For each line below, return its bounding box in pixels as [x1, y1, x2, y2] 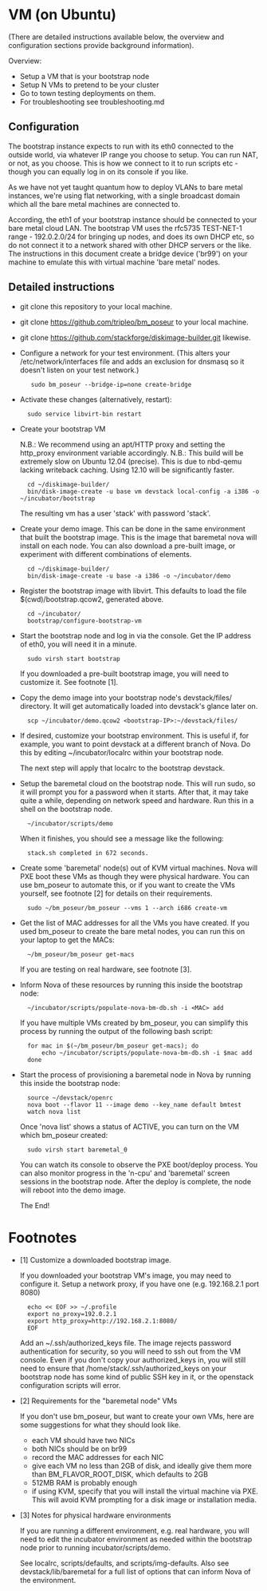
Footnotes [8, 1228, 77, 1247]
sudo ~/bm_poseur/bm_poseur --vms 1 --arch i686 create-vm [27, 904, 228, 912]
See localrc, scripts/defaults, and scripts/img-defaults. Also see [19, 1558, 230, 1568]
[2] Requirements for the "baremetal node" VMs [19, 1396, 178, 1406]
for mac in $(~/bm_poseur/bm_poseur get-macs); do [27, 1041, 199, 1050]
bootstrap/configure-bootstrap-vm [27, 617, 142, 625]
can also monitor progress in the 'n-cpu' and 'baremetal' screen [19, 1168, 230, 1178]
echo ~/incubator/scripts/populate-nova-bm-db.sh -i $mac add [41, 1048, 253, 1056]
